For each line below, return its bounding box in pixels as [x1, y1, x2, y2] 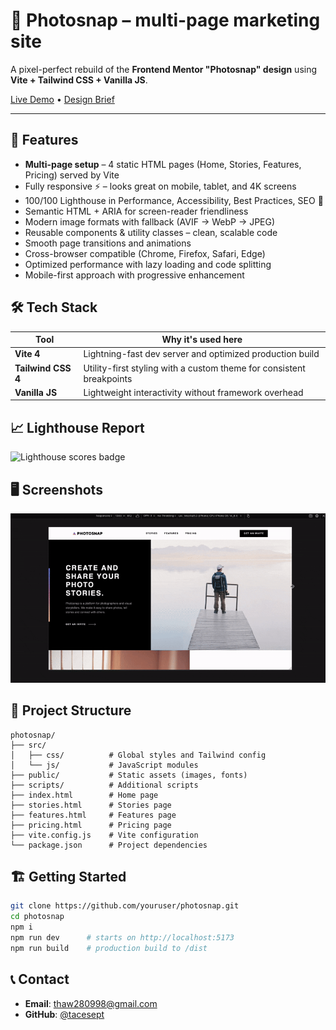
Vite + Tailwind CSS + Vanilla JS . [10, 74, 148, 86]
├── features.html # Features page [10, 810, 177, 820]
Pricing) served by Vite [24, 169, 120, 181]
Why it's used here [161, 334, 243, 346]
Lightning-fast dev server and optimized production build [83, 348, 320, 360]
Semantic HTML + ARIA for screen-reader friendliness [24, 205, 249, 217]
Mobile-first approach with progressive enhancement [24, 269, 245, 281]
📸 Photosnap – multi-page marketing [10, 9, 321, 32]
